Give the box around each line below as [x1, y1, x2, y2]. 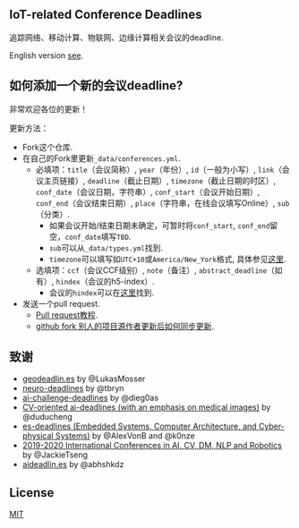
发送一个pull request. [21, 298, 100, 309]
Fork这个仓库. [21, 141, 73, 152]
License [9, 485, 55, 500]
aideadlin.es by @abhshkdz [21, 459, 124, 470]
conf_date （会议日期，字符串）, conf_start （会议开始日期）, [35, 186, 261, 197]
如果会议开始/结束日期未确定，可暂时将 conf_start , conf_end [48, 219, 270, 231]
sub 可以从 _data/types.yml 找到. [48, 242, 164, 253]
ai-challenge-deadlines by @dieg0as [21, 393, 159, 404]
